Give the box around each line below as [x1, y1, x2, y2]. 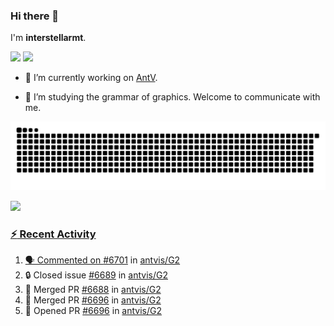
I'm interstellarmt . [10, 32, 87, 44]
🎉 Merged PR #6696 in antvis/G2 [24, 294, 162, 306]
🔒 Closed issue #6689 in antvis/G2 [24, 269, 168, 281]
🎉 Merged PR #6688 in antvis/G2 [24, 284, 162, 296]
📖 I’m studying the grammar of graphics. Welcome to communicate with [24, 91, 321, 103]
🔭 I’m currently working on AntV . [24, 72, 158, 84]
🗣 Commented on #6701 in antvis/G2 [24, 254, 181, 266]
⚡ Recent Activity [10, 227, 97, 241]
